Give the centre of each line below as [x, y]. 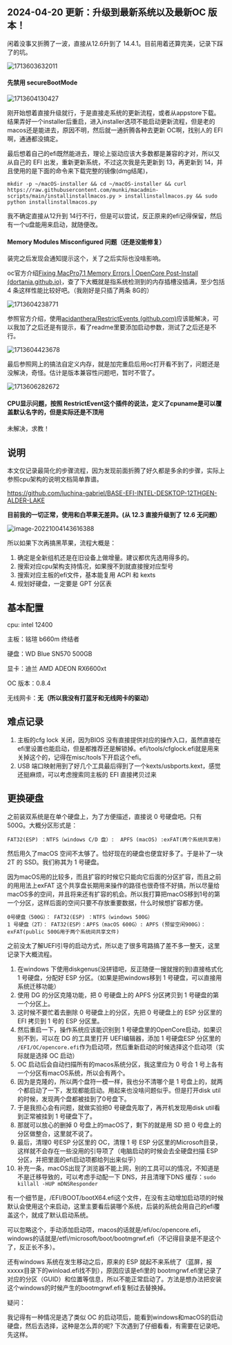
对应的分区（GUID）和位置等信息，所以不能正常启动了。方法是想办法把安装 [115, 1279]
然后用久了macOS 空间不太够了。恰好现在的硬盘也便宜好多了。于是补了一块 [115, 853]
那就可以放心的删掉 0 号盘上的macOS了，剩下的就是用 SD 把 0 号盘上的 [119, 1125]
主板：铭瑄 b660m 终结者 [43, 639]
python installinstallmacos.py [52, 202]
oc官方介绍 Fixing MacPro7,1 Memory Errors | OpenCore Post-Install [103, 273]
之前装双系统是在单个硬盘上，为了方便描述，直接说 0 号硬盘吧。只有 [105, 816]
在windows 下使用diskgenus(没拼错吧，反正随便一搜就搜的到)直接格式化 [120, 969]
